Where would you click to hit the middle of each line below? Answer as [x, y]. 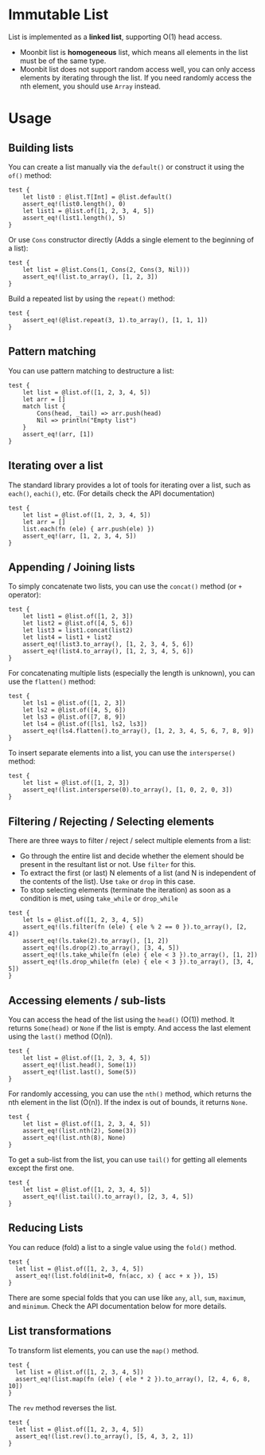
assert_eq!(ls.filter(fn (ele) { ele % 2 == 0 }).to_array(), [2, [135, 927]
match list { [44, 406]
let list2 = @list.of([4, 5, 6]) [78, 624]
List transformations [60, 1331]
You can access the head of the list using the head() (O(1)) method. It [121, 1019]
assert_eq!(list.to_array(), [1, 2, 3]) [90, 277]
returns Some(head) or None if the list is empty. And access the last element [130, 1028]
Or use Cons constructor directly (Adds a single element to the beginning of [131, 239]
